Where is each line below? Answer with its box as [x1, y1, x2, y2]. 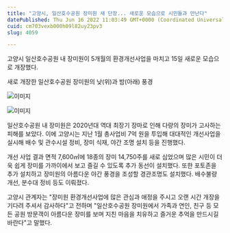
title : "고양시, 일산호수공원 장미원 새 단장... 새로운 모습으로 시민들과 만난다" [7, 10, 207, 17]
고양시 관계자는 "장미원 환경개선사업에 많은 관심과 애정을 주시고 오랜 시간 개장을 [7, 193, 220, 202]
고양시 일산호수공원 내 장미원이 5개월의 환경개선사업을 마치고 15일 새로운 [7, 55, 202, 63]
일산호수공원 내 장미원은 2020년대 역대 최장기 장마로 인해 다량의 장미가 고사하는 [7, 121, 221, 130]
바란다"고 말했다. [7, 219, 53, 227]
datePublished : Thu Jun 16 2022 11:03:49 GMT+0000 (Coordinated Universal [7, 16, 225, 23]
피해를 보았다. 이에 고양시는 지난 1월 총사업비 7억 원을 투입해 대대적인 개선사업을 [7, 130, 221, 138]
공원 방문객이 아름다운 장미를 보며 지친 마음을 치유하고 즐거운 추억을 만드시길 [14, 210, 219, 219]
